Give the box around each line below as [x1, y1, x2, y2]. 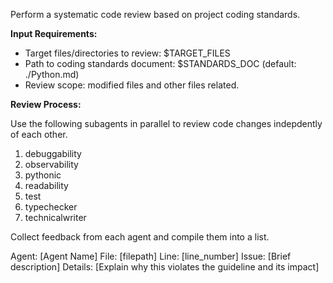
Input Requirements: [10, 28, 98, 39]
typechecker [24, 201, 78, 213]
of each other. [10, 129, 68, 140]
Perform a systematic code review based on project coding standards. [10, 9, 301, 20]
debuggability [24, 148, 82, 159]
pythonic [24, 169, 62, 181]
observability [24, 159, 79, 170]
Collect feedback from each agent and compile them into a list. [10, 231, 270, 243]
